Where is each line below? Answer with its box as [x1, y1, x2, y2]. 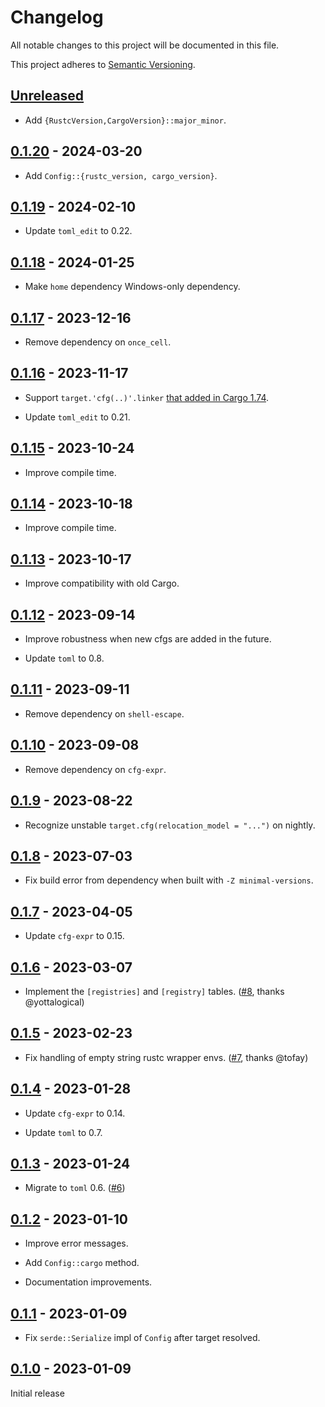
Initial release [10, 1387, 65, 1399]
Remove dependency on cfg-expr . [24, 763, 167, 775]
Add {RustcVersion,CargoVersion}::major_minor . [24, 114, 227, 126]
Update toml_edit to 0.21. [24, 411, 131, 423]
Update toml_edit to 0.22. [24, 225, 133, 237]
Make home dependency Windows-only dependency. [24, 281, 241, 293]
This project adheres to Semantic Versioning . [10, 58, 196, 70]
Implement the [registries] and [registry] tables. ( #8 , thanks [24, 985, 285, 997]
